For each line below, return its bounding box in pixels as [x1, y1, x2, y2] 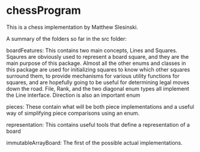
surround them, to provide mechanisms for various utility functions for [6, 72, 180, 79]
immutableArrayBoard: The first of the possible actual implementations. [6, 139, 183, 146]
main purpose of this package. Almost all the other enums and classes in [6, 59, 186, 67]
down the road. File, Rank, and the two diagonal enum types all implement [6, 85, 189, 92]
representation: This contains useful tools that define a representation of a [6, 121, 190, 128]
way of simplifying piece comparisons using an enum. [6, 109, 140, 117]
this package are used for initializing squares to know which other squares [6, 65, 190, 73]
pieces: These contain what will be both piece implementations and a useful [6, 103, 194, 110]
